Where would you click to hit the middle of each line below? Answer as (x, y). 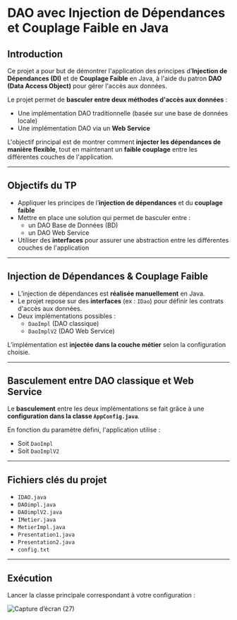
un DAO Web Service (59, 232)
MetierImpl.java (41, 528)
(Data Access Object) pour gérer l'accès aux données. (87, 86)
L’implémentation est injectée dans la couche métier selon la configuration (117, 344)
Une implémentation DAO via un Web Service (84, 128)
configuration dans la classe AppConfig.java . (73, 416)
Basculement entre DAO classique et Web (101, 381)
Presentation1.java (46, 535)
